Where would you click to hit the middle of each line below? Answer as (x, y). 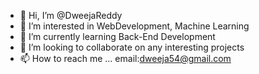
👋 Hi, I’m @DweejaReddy (71, 15)
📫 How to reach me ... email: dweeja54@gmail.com (125, 58)
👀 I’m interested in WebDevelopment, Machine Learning (134, 26)
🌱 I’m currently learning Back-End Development (117, 36)
